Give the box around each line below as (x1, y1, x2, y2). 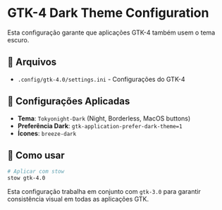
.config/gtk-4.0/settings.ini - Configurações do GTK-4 (17, 75, 185, 83)
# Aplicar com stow (7, 168, 65, 175)
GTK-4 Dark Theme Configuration (7, 5, 209, 21)
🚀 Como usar (7, 149, 65, 161)
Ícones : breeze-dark (17, 129, 77, 137)
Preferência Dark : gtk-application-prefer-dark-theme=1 (17, 121, 183, 130)
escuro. (7, 35, 30, 44)
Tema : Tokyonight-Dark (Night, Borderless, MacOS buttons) (17, 114, 191, 123)
